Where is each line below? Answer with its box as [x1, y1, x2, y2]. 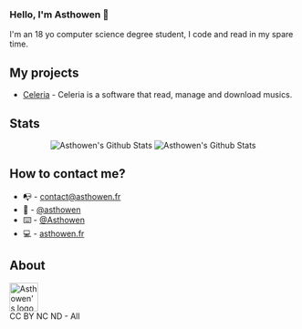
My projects [9, 65, 79, 80]
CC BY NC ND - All [9, 310, 80, 322]
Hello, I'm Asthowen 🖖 [9, 8, 109, 21]
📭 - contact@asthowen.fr [22, 190, 121, 201]
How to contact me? [9, 166, 126, 181]
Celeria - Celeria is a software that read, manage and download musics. [22, 89, 293, 100]
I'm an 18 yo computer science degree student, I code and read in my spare [9, 29, 294, 40]
